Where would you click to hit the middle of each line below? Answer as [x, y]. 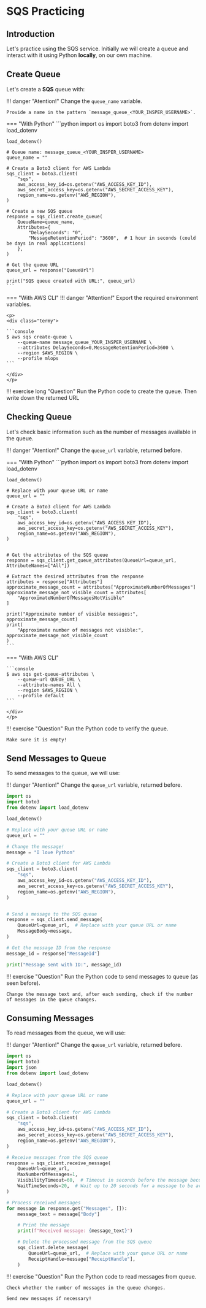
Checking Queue [39, 417]
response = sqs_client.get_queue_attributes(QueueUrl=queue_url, [91, 560]
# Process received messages [44, 1203]
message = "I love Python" [41, 852]
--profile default [41, 695]
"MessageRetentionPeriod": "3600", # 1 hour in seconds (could [112, 238]
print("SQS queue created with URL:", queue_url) [71, 281]
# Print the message [44, 1225]
